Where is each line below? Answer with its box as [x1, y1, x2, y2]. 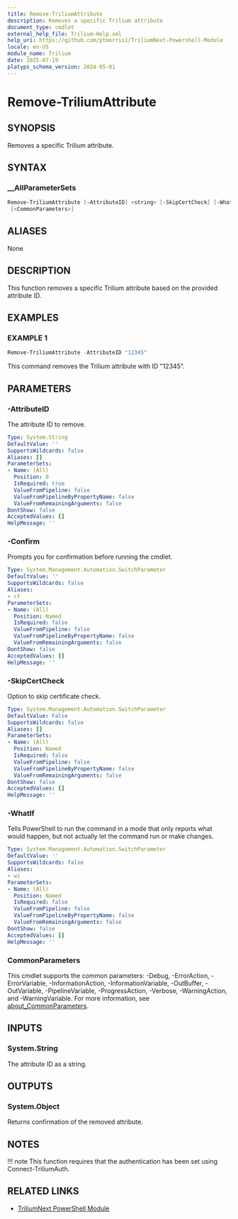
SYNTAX [7, 161, 47, 174]
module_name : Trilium [7, 50, 72, 58]
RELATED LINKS [7, 1185, 79, 1198]
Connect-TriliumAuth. [7, 1165, 70, 1174]
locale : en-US [7, 43, 50, 50]
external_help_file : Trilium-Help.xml [7, 30, 122, 38]
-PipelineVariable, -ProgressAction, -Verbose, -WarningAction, [45, 986, 228, 995]
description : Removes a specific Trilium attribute [7, 17, 163, 24]
